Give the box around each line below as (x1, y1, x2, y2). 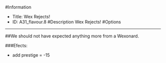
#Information (5, 4, 32, 10)
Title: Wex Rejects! (12, 14, 50, 19)
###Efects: (5, 43, 28, 48)
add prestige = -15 (12, 52, 50, 58)
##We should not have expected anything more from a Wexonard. (5, 33, 139, 39)
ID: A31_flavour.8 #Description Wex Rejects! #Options (12, 19, 121, 25)
